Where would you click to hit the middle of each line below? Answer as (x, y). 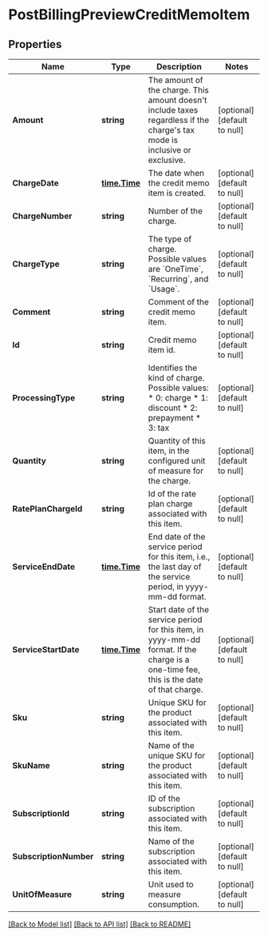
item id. (162, 350)
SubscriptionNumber (53, 856)
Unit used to (171, 884)
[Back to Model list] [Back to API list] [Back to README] (100, 924)
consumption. (173, 904)
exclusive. (167, 160)
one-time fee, (174, 669)
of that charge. (175, 689)
